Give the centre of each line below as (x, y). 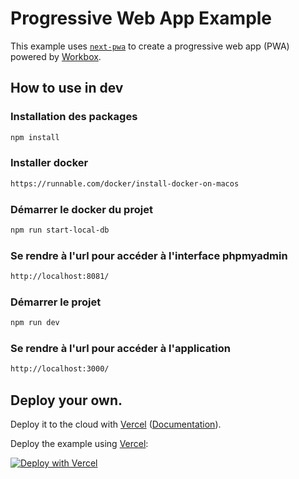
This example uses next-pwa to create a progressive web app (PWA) (150, 46)
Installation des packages (74, 117)
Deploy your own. (66, 400)
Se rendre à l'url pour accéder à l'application (120, 349)
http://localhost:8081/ (60, 277)
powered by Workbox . (56, 56)
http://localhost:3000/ (60, 369)
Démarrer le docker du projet (81, 209)
